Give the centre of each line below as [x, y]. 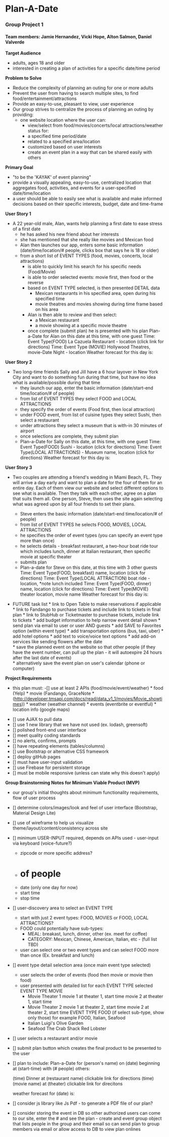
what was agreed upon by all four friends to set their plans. [74, 504]
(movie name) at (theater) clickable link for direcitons [67, 1084]
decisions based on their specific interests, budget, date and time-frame [88, 204]
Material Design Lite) [34, 813]
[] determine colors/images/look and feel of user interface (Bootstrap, [85, 808]
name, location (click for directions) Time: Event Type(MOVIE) [84, 589]
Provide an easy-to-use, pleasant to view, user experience [73, 104]
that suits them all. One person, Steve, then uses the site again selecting [88, 499]
